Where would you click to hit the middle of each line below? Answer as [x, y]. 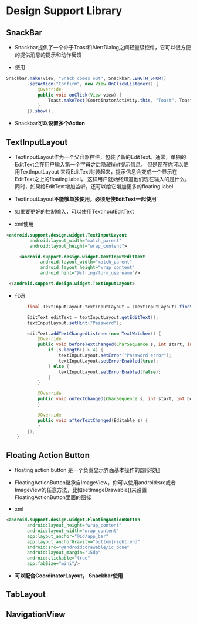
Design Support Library [64, 11]
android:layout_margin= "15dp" [64, 553]
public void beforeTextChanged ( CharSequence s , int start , [111, 345]
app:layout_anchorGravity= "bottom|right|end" [84, 542]
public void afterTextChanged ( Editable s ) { [93, 420]
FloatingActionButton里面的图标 [53, 497]
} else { [58, 366]
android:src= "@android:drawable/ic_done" [79, 547]
